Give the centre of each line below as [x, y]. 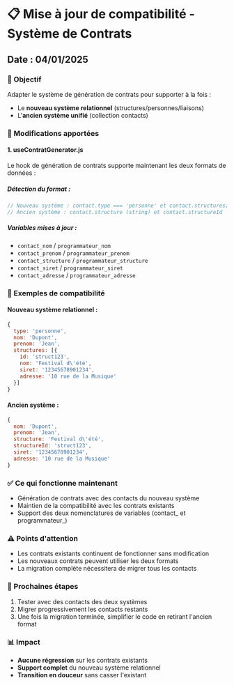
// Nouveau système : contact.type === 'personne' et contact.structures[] [119, 206]
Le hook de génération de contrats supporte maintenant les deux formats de [117, 166]
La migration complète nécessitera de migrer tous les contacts [107, 569]
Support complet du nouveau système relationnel [89, 668]
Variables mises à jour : [42, 228]
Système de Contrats [70, 34]
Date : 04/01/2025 [48, 60]
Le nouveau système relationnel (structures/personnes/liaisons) [110, 108]
